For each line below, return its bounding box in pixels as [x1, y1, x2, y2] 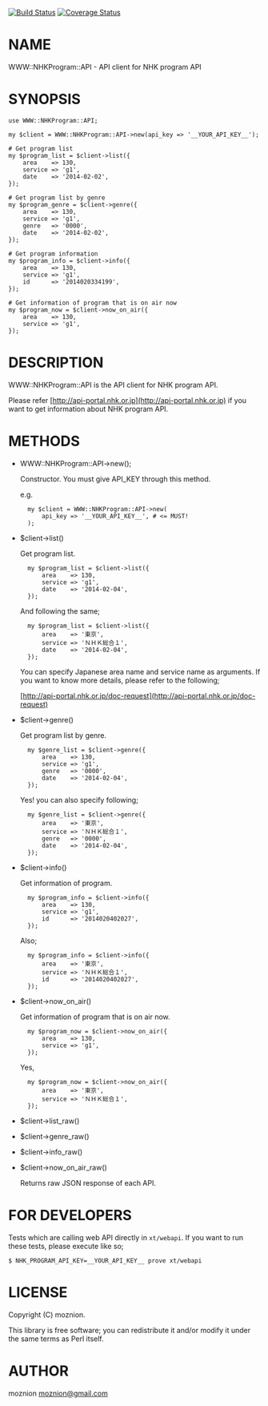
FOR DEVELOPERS [8, 1206, 132, 1224]
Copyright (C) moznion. [8, 1310, 86, 1319]
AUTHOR [8, 1362, 70, 1380]
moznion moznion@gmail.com [8, 1388, 108, 1398]
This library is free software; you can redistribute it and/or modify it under [8, 1325, 251, 1335]
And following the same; [19, 606, 100, 616]
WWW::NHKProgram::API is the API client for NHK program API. [8, 380, 218, 389]
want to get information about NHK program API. [8, 404, 169, 413]
